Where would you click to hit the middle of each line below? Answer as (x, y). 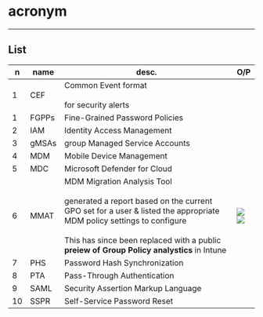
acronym (38, 11)
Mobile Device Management (116, 155)
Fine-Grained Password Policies (124, 118)
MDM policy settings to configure (125, 220)
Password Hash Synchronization (124, 263)
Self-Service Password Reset (119, 301)
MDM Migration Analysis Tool (118, 181)
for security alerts (97, 104)
